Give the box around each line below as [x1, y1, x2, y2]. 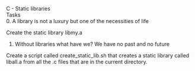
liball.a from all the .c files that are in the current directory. [6, 59, 148, 65]
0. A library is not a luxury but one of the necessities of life [6, 18, 149, 24]
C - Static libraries [6, 5, 50, 12]
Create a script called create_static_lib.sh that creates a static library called [6, 52, 190, 59]
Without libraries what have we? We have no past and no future [14, 41, 170, 47]
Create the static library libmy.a [6, 29, 83, 36]
